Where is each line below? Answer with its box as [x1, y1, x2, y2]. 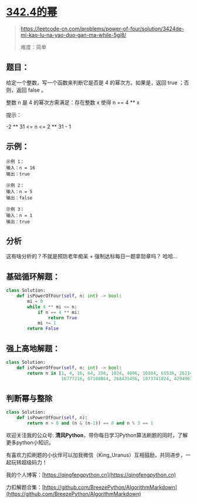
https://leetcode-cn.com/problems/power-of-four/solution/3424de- [20, 25, 185, 32]
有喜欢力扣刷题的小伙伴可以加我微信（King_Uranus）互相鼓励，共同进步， [6, 451, 186, 458]
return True [47, 315, 77, 320]
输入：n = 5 [6, 188, 33, 194]
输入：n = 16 [6, 165, 35, 171]
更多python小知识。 [6, 438, 54, 446]
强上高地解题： [6, 343, 60, 353]
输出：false [6, 195, 33, 201]
